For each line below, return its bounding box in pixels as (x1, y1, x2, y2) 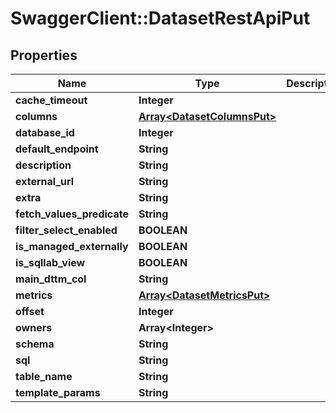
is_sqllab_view (15, 256, 86, 269)
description (15, 158, 72, 172)
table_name (15, 370, 73, 383)
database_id (15, 126, 75, 139)
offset (15, 305, 45, 318)
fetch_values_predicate (15, 207, 129, 221)
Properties (10, 47, 78, 64)
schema (15, 337, 55, 351)
